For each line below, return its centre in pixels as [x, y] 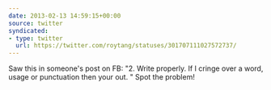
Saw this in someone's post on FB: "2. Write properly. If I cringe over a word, [136, 68]
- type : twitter [36, 38]
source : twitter [36, 23]
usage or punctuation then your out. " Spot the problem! [102, 77]
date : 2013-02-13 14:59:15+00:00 [65, 16]
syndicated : [28, 31]
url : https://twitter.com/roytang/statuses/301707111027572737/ [126, 46]
